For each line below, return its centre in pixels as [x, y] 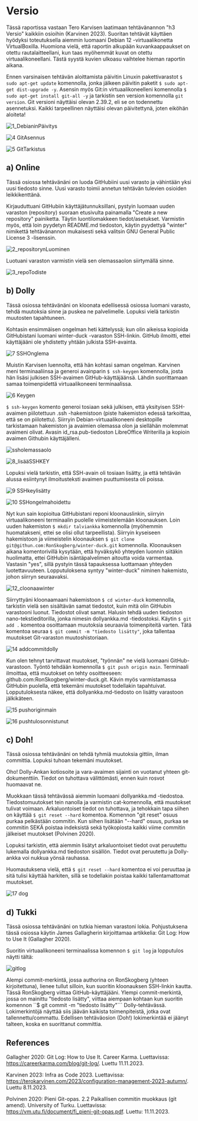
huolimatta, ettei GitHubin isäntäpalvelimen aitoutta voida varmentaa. [90, 558]
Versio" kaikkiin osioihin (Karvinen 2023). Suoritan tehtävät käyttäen [89, 33]
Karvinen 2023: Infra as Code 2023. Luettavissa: [65, 1075]
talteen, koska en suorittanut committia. [54, 1024]
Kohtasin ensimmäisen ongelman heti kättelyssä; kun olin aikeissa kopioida [97, 329]
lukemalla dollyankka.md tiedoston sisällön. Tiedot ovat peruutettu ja [90, 852]
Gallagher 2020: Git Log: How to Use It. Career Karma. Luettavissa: [88, 1057]
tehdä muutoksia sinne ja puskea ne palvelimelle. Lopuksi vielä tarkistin [93, 311]
